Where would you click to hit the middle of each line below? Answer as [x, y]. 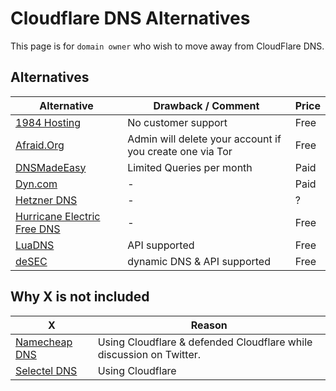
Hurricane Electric [58, 216]
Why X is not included [80, 297]
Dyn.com [36, 184]
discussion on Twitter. [149, 354]
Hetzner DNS [46, 200]
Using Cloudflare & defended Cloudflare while [205, 342]
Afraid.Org [40, 145]
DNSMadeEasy [51, 167]
